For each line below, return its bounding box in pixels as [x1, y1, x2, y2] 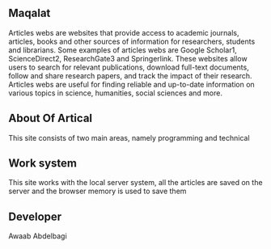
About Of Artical [8, 112, 93, 125]
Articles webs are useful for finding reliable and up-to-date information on [8, 79, 255, 89]
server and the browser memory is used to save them [8, 186, 187, 196]
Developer [8, 209, 62, 223]
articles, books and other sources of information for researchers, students [8, 36, 256, 46]
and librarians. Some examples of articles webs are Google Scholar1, [8, 44, 237, 55]
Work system [8, 157, 77, 171]
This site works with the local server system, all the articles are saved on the [8, 178, 263, 188]
